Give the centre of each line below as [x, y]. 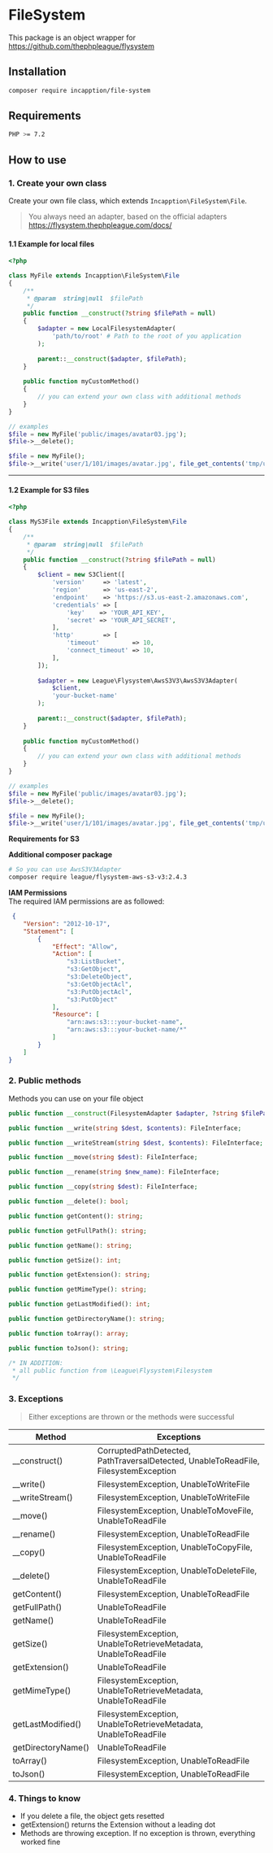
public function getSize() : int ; [65, 1260]
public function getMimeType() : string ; [78, 1290]
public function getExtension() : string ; [80, 1275]
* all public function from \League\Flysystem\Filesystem [112, 1371]
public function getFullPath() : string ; [78, 1231]
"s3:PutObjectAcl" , [99, 992]
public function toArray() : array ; [69, 1333]
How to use [37, 160]
